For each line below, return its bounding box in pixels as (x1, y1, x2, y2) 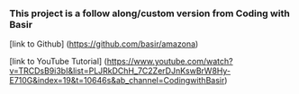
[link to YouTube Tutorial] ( (9, 56, 108, 67)
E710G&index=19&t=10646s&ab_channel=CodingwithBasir (9, 75, 225, 86)
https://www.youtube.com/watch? (106, 56, 233, 67)
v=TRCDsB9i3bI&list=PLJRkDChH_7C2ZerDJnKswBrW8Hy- (9, 65, 231, 76)
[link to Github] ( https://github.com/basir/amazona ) (9, 38, 199, 49)
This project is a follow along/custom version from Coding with (9, 7, 290, 20)
